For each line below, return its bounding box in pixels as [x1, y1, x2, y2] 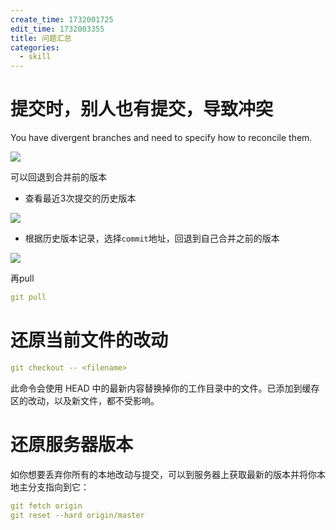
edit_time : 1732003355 [10, 24, 105, 34]
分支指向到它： [27, 481, 90, 493]
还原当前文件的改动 [10, 329, 169, 352]
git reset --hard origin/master [10, 510, 145, 520]
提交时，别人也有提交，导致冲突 [10, 98, 274, 121]
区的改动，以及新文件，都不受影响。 [10, 394, 160, 406]
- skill [19, 52, 52, 62]
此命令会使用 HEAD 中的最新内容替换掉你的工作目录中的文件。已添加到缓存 [10, 382, 320, 394]
